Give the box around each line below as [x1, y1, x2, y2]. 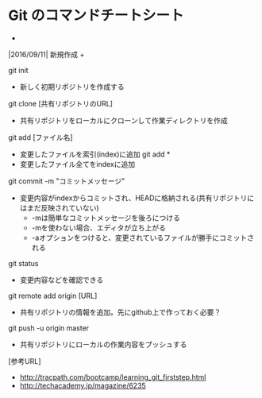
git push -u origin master [8, 323, 90, 333]
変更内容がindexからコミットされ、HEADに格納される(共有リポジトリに [19, 193, 255, 203]
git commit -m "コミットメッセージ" [8, 176, 125, 186]
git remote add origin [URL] [8, 291, 98, 300]
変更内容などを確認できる [19, 275, 104, 284]
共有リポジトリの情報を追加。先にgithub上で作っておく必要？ [19, 307, 222, 317]
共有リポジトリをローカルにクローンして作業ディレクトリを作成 [19, 115, 228, 125]
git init [8, 65, 29, 75]
